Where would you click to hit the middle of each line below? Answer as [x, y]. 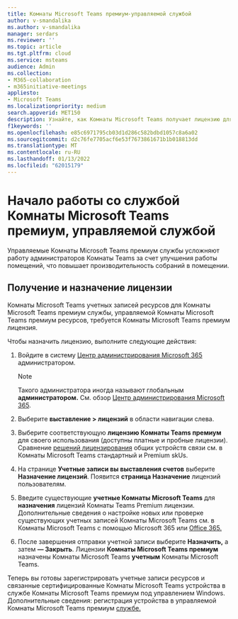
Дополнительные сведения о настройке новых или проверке [110, 513]
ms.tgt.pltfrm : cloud [39, 54]
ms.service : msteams [38, 60]
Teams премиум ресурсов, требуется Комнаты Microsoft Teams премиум [119, 320]
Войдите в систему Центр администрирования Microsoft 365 [110, 355]
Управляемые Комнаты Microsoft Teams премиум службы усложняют [113, 250]
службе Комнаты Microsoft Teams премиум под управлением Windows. [116, 593]
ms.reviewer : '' [31, 40]
